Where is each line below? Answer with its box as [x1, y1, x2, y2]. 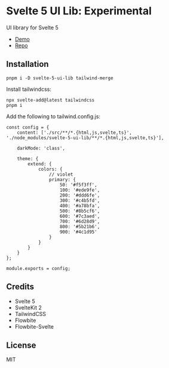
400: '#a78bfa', [59, 203, 100, 208]
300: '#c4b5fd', [59, 197, 100, 204]
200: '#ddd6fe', [59, 192, 100, 198]
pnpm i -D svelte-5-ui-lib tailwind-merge [6, 75, 113, 81]
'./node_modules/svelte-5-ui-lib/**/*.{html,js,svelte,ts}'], [6, 134, 164, 141]
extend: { [27, 161, 52, 167]
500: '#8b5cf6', [59, 208, 100, 214]
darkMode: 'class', [17, 145, 66, 151]
